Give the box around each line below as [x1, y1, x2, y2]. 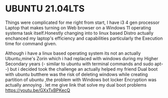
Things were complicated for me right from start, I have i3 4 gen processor [5, 19, 160, 25]
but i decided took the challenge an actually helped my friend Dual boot [10, 66, 158, 72]
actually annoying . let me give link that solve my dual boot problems [5, 82, 147, 88]
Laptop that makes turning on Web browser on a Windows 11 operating [5, 24, 151, 30]
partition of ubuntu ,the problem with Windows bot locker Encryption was [5, 77, 157, 83]
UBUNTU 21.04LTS [5, 3, 85, 14]
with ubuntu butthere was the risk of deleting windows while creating [5, 71, 148, 77]
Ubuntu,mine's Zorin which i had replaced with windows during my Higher [5, 55, 158, 61]
